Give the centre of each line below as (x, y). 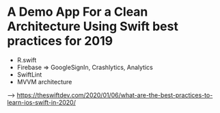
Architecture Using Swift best (93, 26)
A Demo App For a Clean (78, 12)
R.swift (27, 60)
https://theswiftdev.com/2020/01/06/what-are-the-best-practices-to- (115, 95)
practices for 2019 (60, 41)
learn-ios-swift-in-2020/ (42, 102)
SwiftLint (29, 74)
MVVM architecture (44, 81)
